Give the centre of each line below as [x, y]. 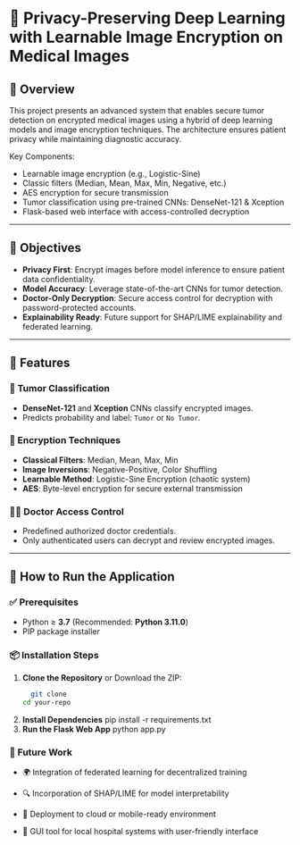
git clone [49, 694]
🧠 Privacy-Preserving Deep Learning [147, 18]
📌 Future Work [41, 752]
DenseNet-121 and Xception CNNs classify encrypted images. [137, 408]
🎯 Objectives [46, 248]
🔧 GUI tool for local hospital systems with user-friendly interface [140, 832]
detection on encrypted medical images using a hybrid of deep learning [141, 120]
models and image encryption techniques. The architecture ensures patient [148, 130]
